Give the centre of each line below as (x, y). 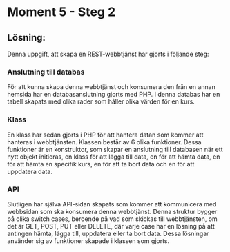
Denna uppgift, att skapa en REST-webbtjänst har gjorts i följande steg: (108, 54)
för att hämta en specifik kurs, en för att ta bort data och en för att (101, 164)
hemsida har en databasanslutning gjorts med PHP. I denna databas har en (114, 95)
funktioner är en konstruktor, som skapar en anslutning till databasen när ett (115, 149)
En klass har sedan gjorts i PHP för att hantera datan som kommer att (105, 135)
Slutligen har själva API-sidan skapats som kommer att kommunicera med (112, 204)
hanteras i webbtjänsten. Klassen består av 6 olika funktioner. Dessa (104, 142)
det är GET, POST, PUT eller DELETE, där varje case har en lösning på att (111, 226)
